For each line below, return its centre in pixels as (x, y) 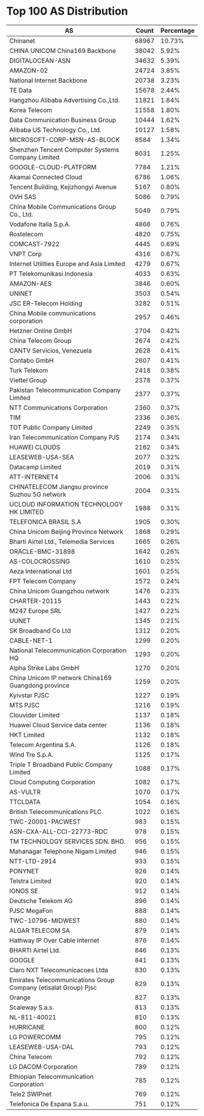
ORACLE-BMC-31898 (42, 551)
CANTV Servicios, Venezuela (51, 350)
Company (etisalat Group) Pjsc (53, 988)
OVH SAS (23, 197)
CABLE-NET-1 (31, 640)
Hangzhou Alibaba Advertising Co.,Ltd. (65, 100)
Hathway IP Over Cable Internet (54, 940)
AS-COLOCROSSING (40, 561)
